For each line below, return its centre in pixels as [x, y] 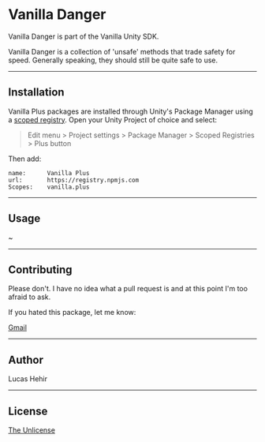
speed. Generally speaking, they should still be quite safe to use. [113, 60]
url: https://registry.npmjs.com [74, 180]
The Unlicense [32, 430]
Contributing [40, 270]
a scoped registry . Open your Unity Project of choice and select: [113, 119]
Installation [36, 92]
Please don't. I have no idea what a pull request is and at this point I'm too [128, 289]
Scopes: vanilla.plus [49, 187]
